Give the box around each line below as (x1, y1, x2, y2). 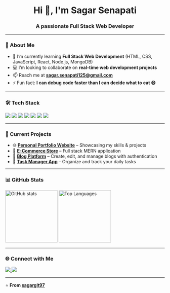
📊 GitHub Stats (5, 176, 44, 184)
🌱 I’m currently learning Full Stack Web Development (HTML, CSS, (12, 53, 153, 59)
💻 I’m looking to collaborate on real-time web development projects (12, 64, 157, 70)
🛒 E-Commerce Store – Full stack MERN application (12, 148, 121, 154)
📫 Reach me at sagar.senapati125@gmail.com (12, 72, 113, 78)
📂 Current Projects (5, 131, 52, 137)
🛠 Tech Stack (5, 99, 40, 106)
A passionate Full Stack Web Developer (35, 23, 135, 30)
